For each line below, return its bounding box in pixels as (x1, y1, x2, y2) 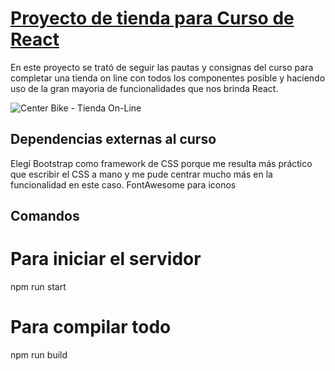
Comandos (10, 208, 80, 225)
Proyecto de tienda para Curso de (10, 7, 295, 30)
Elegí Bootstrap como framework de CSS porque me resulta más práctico (10, 157, 313, 169)
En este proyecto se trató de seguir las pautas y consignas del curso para (10, 61, 314, 73)
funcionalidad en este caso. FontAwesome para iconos (10, 178, 237, 191)
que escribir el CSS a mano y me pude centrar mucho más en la (10, 168, 273, 180)
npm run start (10, 281, 67, 293)
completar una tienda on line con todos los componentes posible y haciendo (10, 72, 326, 84)
